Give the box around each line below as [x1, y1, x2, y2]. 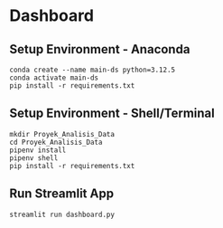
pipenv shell [9, 153, 59, 163]
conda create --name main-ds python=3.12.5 [9, 65, 176, 74]
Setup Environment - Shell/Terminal [9, 106, 215, 121]
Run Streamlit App [9, 186, 115, 202]
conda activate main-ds [9, 73, 99, 82]
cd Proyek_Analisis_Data [9, 138, 103, 147]
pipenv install [9, 146, 67, 155]
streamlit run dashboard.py [9, 210, 116, 219]
